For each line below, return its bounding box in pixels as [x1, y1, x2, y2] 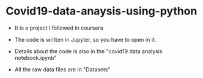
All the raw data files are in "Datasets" [14, 65, 111, 73]
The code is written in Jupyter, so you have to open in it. [14, 36, 157, 43]
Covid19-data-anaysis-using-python [6, 4, 197, 18]
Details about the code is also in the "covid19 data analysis [14, 47, 163, 55]
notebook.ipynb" [14, 54, 57, 61]
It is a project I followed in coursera [14, 24, 103, 31]
